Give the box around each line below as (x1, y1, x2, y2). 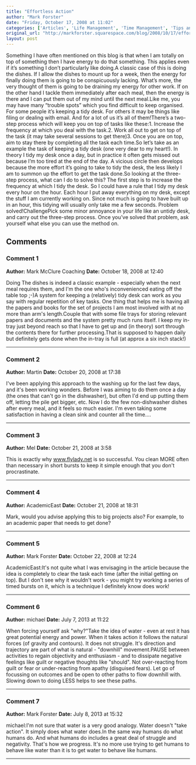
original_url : (6, 30, 41, 36)
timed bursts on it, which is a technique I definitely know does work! (6, 582, 170, 589)
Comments (6, 237, 47, 247)
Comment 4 (6, 489, 40, 497)
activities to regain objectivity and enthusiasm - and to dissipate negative (6, 653, 182, 660)
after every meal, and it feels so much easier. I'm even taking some (6, 405, 167, 412)
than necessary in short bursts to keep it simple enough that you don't (6, 462, 175, 469)
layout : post (6, 36, 38, 42)
